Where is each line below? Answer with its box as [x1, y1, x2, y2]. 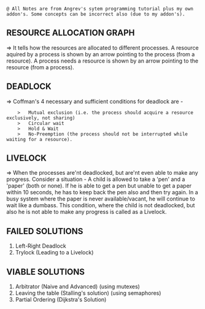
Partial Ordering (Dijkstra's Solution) [15, 296, 107, 303]
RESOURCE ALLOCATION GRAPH [6, 28, 135, 38]
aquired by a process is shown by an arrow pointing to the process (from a [6, 50, 195, 58]
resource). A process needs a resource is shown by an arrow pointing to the [6, 57, 199, 64]
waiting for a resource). [6, 136, 72, 142]
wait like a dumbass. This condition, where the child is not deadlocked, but [6, 202, 195, 209]
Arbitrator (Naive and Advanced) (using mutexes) [15, 283, 140, 291]
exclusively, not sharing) [6, 115, 75, 121]
